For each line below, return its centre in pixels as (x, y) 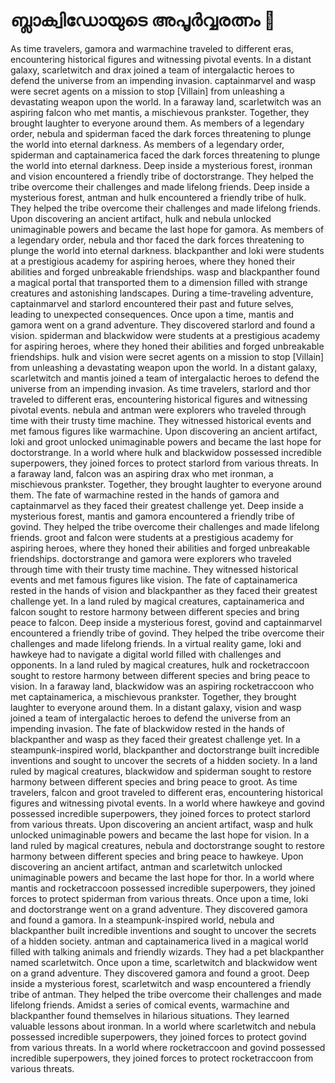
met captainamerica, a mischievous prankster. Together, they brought (153, 696)
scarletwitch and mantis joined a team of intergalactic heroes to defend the (165, 378)
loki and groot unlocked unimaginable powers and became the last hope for (166, 441)
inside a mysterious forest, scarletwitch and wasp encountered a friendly (161, 983)
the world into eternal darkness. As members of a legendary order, (147, 144)
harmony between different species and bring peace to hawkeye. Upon (157, 856)
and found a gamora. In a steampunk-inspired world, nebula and (142, 920)
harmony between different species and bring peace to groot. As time (154, 781)
